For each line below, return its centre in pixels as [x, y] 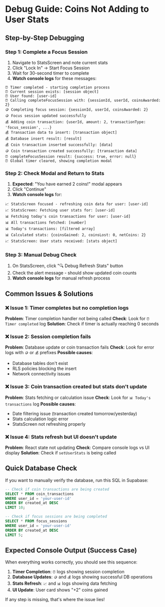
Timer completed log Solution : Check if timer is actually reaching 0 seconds [82, 324]
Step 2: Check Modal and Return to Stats [55, 173]
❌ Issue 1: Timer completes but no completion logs [67, 308]
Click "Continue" [29, 189]
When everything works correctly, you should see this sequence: [71, 562]
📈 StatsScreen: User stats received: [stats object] [61, 241]
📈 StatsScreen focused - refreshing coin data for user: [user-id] [77, 204]
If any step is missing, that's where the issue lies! [55, 600]
